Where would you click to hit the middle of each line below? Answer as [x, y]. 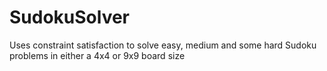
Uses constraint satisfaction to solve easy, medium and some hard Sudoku [163, 45]
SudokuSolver [70, 17]
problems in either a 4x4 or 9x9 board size [97, 55]
